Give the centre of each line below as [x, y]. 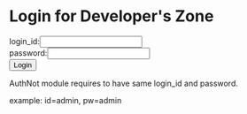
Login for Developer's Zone [112, 16]
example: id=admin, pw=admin [66, 100]
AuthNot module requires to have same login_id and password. [124, 83]
